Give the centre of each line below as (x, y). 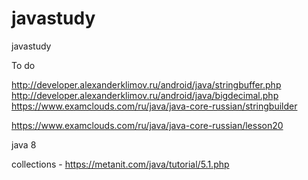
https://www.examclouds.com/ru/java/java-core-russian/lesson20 (147, 125)
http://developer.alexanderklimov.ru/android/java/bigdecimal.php (145, 95)
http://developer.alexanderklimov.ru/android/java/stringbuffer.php (146, 84)
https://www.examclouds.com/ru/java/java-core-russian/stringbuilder (154, 106)
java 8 (24, 144)
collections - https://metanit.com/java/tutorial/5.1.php (120, 164)
